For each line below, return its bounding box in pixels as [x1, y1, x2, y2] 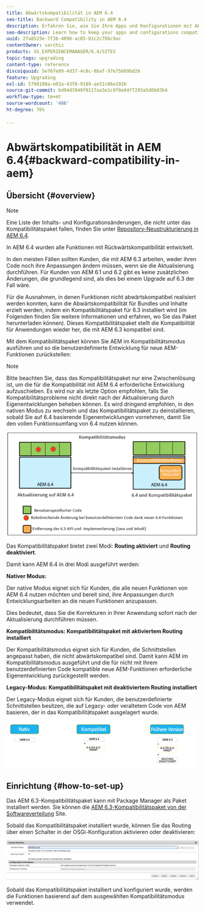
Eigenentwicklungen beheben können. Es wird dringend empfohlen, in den [6, 400, 194, 407]
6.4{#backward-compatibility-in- [6, 153, 180, 167]
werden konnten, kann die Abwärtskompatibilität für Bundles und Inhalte [6, 300, 188, 307]
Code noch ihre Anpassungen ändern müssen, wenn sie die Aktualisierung [6, 262, 194, 269]
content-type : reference [6, 61, 70, 67]
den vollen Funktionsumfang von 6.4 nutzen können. [6, 420, 138, 427]
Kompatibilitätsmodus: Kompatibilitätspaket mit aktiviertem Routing [6, 627, 183, 634]
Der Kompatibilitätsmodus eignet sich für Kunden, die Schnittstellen [6, 645, 176, 653]
